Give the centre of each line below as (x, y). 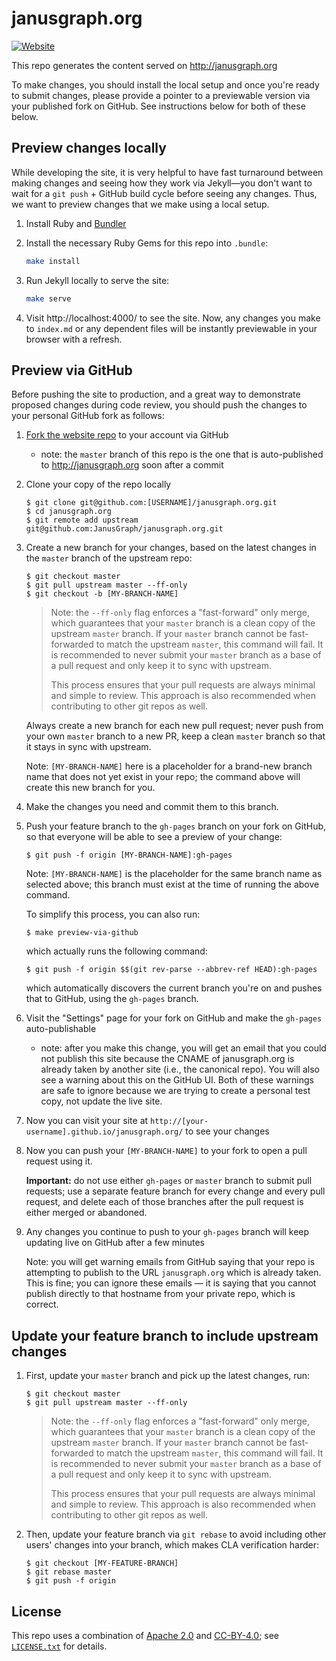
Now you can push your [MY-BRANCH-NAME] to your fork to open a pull (166, 1151)
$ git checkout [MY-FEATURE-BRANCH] (102, 1563)
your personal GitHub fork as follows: (88, 416)
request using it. (59, 1161)
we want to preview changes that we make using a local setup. (140, 204)
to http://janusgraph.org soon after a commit (132, 465)
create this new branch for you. (90, 788)
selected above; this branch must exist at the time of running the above (172, 884)
